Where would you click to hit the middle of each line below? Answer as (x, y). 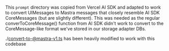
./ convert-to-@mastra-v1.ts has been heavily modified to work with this (80, 38)
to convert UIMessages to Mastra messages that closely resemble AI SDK (82, 13)
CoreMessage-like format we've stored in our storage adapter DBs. (76, 29)
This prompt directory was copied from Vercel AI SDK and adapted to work (83, 7)
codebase (16, 44)
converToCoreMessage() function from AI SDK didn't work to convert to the (84, 23)
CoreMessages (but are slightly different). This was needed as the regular (83, 18)
